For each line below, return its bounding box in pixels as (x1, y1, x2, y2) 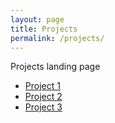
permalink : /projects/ (10, 33, 105, 43)
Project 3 (24, 101, 63, 113)
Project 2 (24, 91, 63, 103)
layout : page (10, 14, 65, 25)
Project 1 (24, 80, 61, 92)
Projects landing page (10, 61, 101, 73)
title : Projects (10, 24, 78, 34)
